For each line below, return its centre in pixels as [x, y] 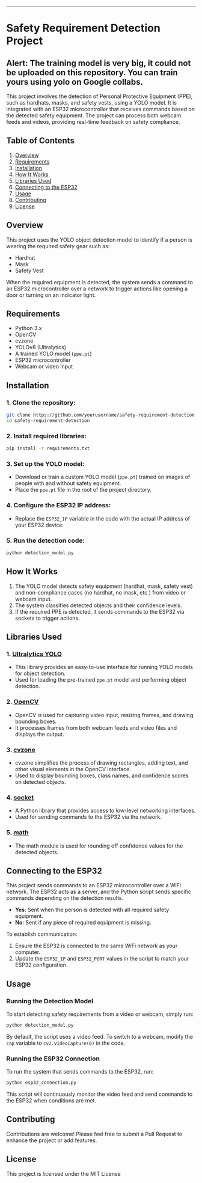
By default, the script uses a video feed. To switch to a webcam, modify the [100, 1036]
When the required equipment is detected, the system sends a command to [100, 282]
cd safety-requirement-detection [48, 421]
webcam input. [33, 599]
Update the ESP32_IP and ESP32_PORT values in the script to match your [102, 959]
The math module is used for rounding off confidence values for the [99, 846]
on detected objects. [41, 781]
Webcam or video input [44, 367]
